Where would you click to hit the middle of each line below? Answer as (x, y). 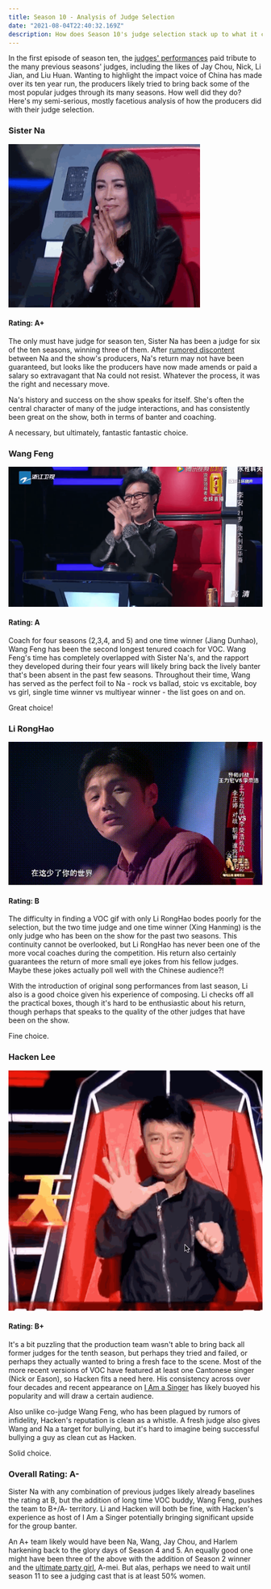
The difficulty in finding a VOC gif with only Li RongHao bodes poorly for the (135, 919)
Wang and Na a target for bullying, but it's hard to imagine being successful (134, 1429)
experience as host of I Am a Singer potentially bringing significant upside (131, 1518)
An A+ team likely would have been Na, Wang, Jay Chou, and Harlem (123, 1542)
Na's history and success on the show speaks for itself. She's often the (126, 400)
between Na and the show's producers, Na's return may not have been (126, 358)
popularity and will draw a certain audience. (81, 1396)
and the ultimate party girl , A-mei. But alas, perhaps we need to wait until (130, 1568)
